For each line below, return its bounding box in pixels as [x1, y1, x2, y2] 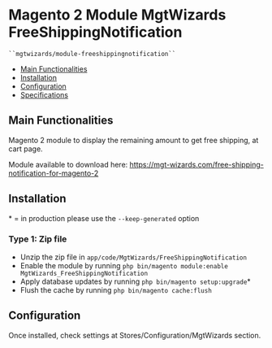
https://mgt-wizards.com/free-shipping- [129, 159, 264, 169]
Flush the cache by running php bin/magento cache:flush [19, 285, 213, 294]
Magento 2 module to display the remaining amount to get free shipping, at [8, 135, 259, 145]
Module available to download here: [8, 159, 128, 169]
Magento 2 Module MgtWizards [8, 6, 227, 24]
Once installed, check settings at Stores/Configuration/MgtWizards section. [8, 330, 261, 340]
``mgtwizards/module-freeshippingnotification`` [8, 50, 176, 58]
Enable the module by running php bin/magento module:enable [19, 260, 229, 270]
